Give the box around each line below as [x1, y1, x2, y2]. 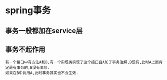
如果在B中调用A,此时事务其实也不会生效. [5, 70, 78, 76]
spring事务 [5, 5, 51, 16]
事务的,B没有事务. [16, 65, 50, 70]
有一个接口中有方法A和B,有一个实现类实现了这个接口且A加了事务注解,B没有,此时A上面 [5, 60, 159, 65]
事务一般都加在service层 [5, 26, 83, 35]
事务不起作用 [5, 45, 46, 54]
